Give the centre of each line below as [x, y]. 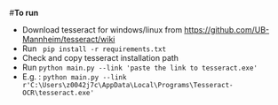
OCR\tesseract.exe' [58, 93]
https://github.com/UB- [227, 30]
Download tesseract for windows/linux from [102, 30]
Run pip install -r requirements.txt [94, 49]
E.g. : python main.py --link [74, 77]
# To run [24, 13]
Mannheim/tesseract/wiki [68, 39]
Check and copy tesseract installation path [100, 58]
